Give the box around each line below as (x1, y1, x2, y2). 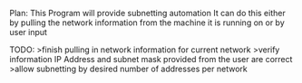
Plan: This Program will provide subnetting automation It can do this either (9, 8, 286, 18)
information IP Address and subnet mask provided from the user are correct (9, 54, 293, 64)
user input (9, 27, 48, 37)
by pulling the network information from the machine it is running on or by (9, 17, 286, 28)
